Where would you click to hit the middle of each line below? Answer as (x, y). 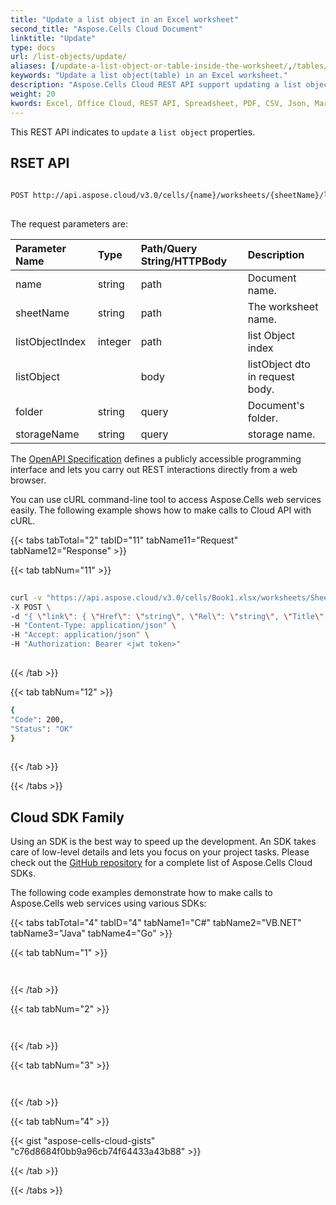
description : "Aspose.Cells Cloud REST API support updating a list (156, 85)
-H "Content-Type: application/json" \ (93, 626)
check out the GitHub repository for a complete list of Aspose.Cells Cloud (161, 863)
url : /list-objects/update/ (69, 57)
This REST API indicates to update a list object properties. (133, 132)
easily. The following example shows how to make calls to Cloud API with (161, 510)
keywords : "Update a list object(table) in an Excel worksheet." (149, 76)
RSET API (40, 162)
